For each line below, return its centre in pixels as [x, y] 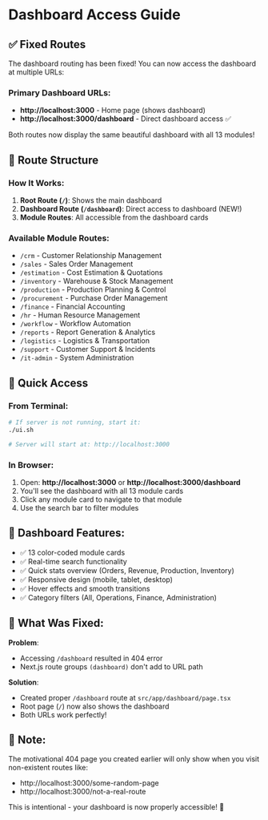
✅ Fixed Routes [47, 44]
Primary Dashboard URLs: [60, 92]
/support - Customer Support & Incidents [88, 349]
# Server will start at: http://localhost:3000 [89, 444]
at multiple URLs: [36, 72]
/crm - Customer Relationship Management [91, 256]
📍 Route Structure [53, 160]
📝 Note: [27, 739]
